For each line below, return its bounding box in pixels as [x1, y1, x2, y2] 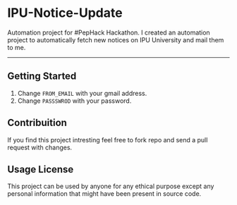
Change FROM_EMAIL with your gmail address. [17, 89, 147, 97]
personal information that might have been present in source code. [7, 190, 202, 198]
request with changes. [7, 143, 73, 151]
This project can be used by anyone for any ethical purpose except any [7, 182, 214, 191]
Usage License [7, 163, 74, 175]
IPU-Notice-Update [7, 5, 123, 21]
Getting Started [7, 70, 77, 82]
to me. [7, 43, 26, 51]
